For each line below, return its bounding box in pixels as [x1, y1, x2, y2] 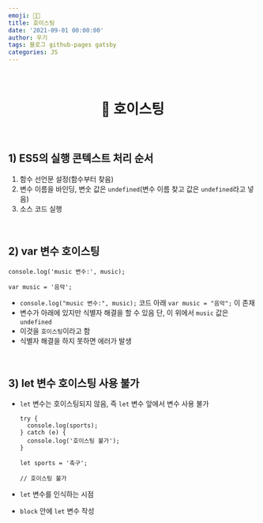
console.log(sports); [27, 422, 99, 430]
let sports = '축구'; [19, 460, 88, 468]
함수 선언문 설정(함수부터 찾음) [19, 174, 115, 184]
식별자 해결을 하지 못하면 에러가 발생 [19, 335, 132, 345]
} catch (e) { [19, 429, 66, 437]
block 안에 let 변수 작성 [19, 506, 95, 516]
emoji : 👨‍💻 [8, 11, 41, 20]
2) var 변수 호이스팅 [8, 244, 100, 258]
